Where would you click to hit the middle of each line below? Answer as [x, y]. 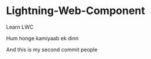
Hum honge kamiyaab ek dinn [42, 38]
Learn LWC [20, 27]
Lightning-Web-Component [76, 11]
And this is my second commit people [52, 49]
